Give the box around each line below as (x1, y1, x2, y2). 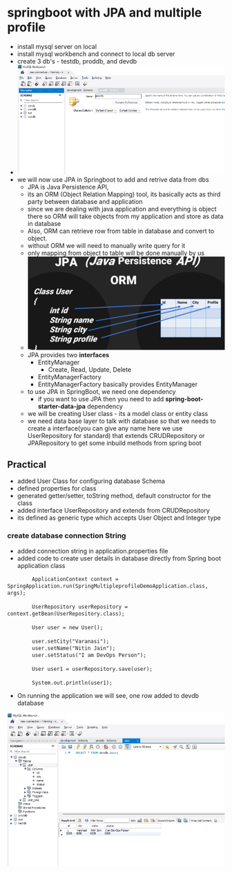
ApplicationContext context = (32, 576, 119, 582)
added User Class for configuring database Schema (17, 477, 166, 485)
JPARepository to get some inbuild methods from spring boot (27, 439, 202, 447)
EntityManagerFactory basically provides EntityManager (37, 380, 198, 388)
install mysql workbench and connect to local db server (17, 50, 175, 58)
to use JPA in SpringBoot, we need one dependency (27, 387, 176, 395)
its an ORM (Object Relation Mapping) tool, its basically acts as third (27, 190, 221, 198)
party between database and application (27, 197, 143, 205)
